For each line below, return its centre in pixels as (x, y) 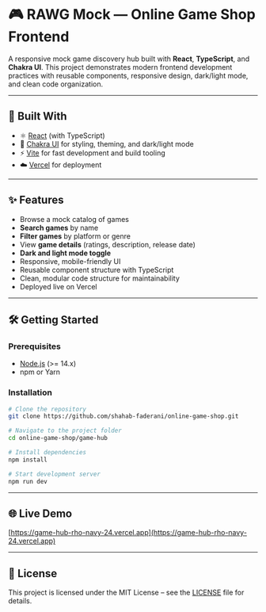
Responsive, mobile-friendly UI (70, 261)
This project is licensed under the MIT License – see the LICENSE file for (126, 593)
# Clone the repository (47, 409)
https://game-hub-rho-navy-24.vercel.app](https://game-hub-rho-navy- (129, 533)
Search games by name (59, 228)
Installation (30, 392)
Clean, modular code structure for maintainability (100, 278)
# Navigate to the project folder (65, 431)
